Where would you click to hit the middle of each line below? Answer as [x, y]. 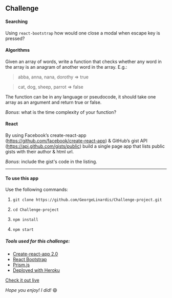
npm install [25, 220]
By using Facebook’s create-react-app [46, 135]
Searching [17, 21]
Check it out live [22, 280]
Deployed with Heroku [36, 270]
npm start [23, 230]
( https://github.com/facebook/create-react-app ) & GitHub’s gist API [76, 141]
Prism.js [21, 265]
